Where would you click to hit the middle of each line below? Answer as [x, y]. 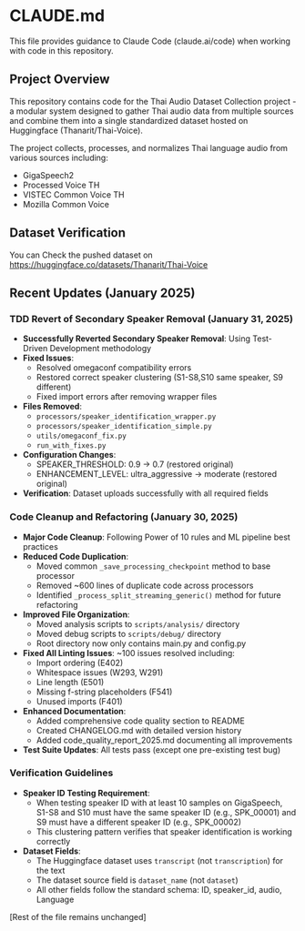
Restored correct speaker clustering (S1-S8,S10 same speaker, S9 [160, 378]
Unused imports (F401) [79, 701]
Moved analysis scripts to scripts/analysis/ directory [138, 623]
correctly [53, 841]
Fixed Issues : [48, 358]
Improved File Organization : [76, 614]
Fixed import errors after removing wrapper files [127, 397]
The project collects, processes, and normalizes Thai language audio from [149, 147]
